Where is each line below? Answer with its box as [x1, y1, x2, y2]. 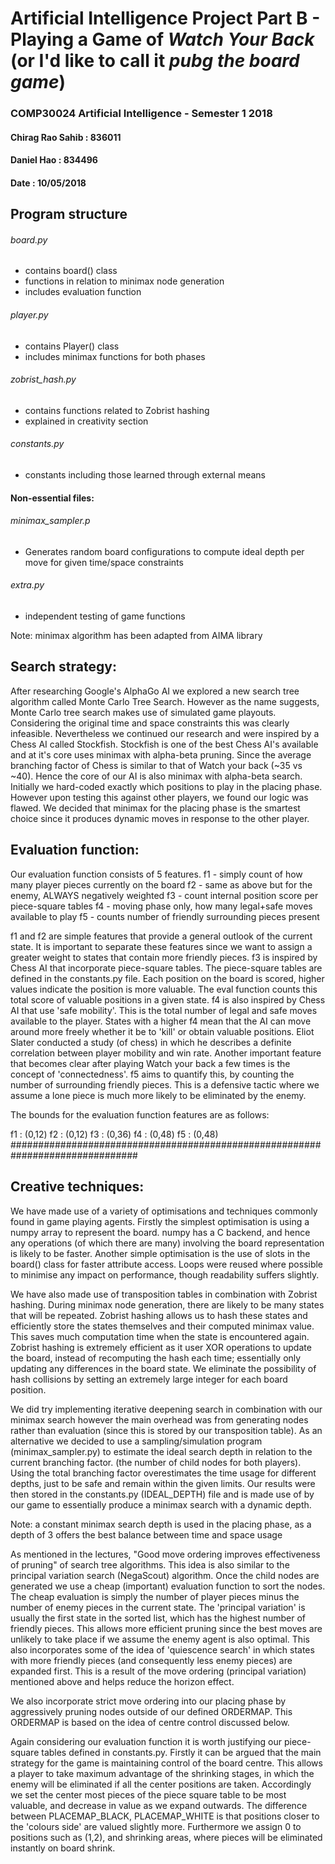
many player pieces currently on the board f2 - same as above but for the [10, 878, 313, 891]
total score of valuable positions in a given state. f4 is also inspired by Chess [10, 993, 326, 1006]
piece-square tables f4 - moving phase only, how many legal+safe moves [10, 900, 313, 912]
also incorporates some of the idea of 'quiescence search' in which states [10, 1643, 315, 1656]
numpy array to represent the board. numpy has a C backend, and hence [10, 1226, 311, 1238]
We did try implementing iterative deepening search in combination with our [10, 1403, 323, 1415]
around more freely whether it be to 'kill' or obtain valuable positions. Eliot [10, 1025, 315, 1037]
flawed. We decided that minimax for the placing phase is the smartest [10, 802, 301, 814]
